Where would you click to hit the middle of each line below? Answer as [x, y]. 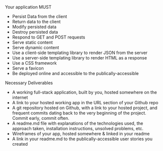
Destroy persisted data [35, 32]
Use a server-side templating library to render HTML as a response [80, 58]
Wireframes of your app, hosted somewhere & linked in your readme [81, 134]
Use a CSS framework [34, 63]
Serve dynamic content [36, 47]
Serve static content [32, 42]
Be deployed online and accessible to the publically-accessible [75, 73]
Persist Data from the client [40, 16]
